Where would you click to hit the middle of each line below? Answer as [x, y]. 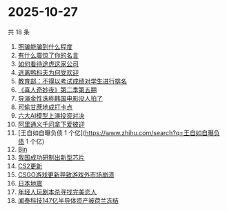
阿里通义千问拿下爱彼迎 [51, 124]
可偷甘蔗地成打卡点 [45, 107]
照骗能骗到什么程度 [45, 46]
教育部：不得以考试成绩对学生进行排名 [72, 81]
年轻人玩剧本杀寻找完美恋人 [57, 192]
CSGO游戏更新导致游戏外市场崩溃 [66, 174]
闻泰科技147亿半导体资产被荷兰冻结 [68, 200]
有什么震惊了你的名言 [48, 55]
